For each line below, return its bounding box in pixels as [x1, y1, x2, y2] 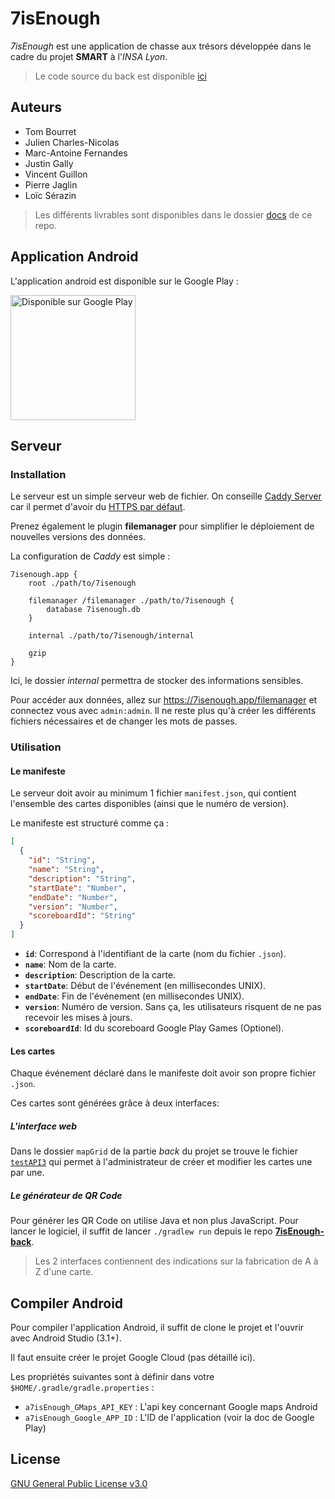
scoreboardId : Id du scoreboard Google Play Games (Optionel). [24, 1022, 285, 1034]
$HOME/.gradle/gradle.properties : [10, 1381, 155, 1393]
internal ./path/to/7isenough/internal [28, 631, 195, 641]
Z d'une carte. [34, 1266, 94, 1278]
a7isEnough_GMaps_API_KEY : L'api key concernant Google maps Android [24, 1400, 318, 1412]
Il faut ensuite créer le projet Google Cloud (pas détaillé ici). [10, 1351, 256, 1363]
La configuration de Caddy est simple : [10, 550, 171, 562]
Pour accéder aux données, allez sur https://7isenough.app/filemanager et [10, 694, 318, 706]
